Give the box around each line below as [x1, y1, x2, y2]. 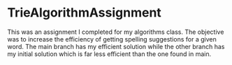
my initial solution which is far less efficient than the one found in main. [7, 50, 212, 58]
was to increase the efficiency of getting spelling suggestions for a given [7, 35, 217, 43]
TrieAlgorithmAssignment [7, 5, 162, 21]
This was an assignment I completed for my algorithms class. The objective [7, 28, 224, 36]
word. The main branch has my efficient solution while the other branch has [7, 42, 225, 50]
